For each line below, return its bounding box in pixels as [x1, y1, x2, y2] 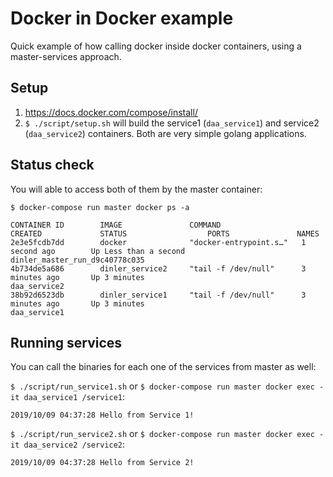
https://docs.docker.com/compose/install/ [24, 106, 198, 118]
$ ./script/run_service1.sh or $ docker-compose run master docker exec [10, 380, 315, 392]
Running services [10, 334, 123, 351]
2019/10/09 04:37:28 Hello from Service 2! [10, 458, 195, 468]
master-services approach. [10, 50, 122, 62]
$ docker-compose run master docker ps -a [10, 202, 190, 212]
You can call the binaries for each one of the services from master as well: [10, 361, 317, 373]
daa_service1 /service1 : [23, 391, 126, 403]
